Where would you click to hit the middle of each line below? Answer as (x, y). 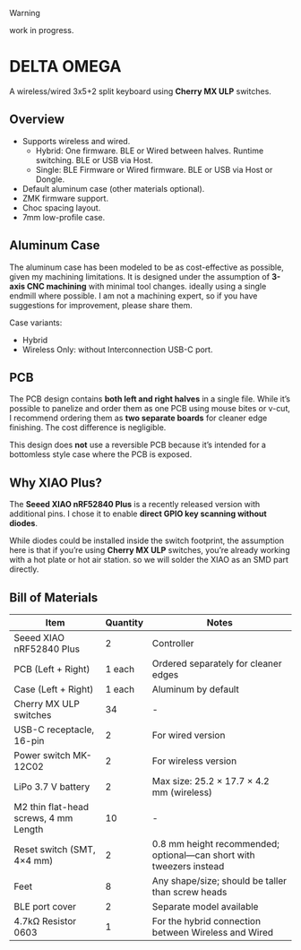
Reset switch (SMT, (55, 849)
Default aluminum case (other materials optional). (113, 188)
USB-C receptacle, (54, 730)
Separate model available (205, 907)
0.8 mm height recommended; (216, 844)
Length (29, 829)
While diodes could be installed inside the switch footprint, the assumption (147, 540)
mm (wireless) (182, 792)
